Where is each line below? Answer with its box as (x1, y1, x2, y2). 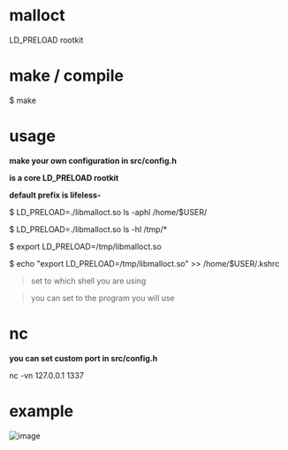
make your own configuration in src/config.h (9, 155, 177, 166)
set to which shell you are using (30, 275, 147, 286)
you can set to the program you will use (30, 292, 175, 303)
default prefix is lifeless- (9, 190, 102, 200)
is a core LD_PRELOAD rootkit (9, 172, 119, 182)
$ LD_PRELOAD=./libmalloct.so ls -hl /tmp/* (9, 223, 168, 235)
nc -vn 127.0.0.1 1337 (9, 369, 84, 381)
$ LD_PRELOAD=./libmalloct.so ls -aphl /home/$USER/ (9, 206, 208, 217)
